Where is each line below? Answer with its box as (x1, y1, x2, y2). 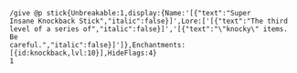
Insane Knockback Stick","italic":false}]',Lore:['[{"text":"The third (9, 16, 288, 26)
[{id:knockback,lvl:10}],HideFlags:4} (9, 48, 157, 57)
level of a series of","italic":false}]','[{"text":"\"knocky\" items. (9, 25, 288, 34)
